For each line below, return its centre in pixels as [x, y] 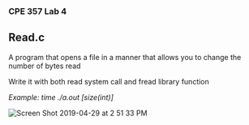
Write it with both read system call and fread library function [109, 81]
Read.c [27, 38]
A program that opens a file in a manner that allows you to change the [125, 57]
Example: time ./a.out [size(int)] [61, 97]
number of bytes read [45, 66]
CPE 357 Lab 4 [38, 11]
